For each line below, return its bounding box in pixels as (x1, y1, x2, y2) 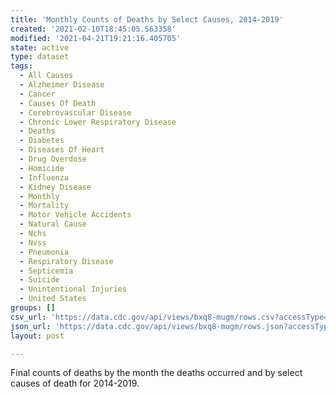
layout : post (10, 331, 65, 341)
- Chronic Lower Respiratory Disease (19, 117, 177, 127)
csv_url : (10, 312, 47, 322)
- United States (19, 294, 87, 304)
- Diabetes (19, 136, 65, 146)
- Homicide (19, 163, 65, 173)
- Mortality (19, 201, 70, 211)
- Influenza (19, 172, 70, 183)
